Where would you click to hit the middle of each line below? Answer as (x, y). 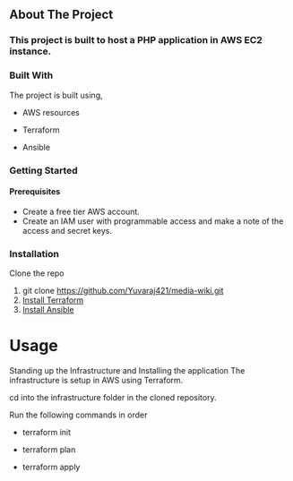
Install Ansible (48, 310)
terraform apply (51, 467)
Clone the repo (37, 273)
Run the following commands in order (78, 415)
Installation (34, 253)
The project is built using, (56, 95)
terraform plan (49, 449)
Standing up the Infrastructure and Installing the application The (127, 370)
